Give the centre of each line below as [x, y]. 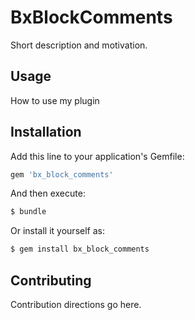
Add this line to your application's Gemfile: [97, 156]
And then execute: [48, 193]
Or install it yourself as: [57, 231]
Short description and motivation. [79, 45]
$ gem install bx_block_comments [80, 249]
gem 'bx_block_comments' [62, 174]
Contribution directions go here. [76, 304]
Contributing [51, 280]
